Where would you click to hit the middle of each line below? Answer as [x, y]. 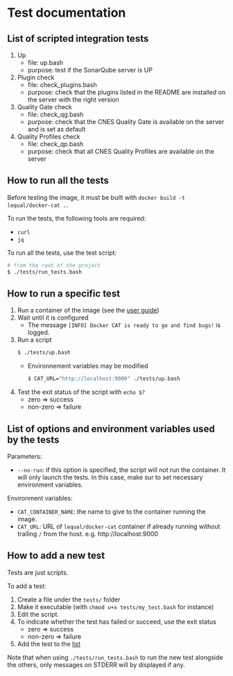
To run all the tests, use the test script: [62, 253]
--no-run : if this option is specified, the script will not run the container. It [121, 470]
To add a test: [27, 585]
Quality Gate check [45, 107]
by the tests [33, 440]
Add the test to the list [49, 644]
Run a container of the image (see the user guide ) [88, 311]
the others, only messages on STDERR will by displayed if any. [96, 665]
